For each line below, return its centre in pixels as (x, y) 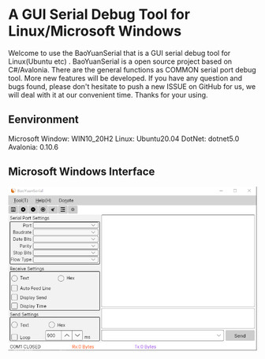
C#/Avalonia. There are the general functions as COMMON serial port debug (132, 69)
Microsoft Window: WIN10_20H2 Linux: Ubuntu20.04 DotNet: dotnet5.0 (124, 139)
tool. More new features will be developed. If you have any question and (125, 78)
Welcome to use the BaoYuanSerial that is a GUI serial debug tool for (119, 53)
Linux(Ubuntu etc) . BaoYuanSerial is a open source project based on (120, 61)
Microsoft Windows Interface (82, 172)
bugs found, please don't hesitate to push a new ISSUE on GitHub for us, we (132, 86)
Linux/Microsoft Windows (95, 31)
